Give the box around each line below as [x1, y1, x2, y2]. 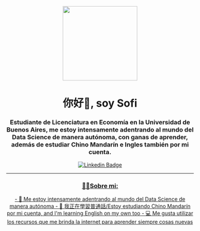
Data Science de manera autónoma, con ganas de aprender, [11, 133, 189, 142]
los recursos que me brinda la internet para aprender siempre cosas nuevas [7, 218, 193, 225]
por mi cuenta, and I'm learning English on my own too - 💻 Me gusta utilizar [7, 210, 193, 217]
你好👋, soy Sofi [62, 96, 137, 110]
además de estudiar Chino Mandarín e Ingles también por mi [11, 141, 189, 149]
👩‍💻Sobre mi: [82, 182, 118, 190]
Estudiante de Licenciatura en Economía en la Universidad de [10, 118, 190, 127]
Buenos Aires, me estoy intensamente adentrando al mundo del [6, 126, 194, 134]
